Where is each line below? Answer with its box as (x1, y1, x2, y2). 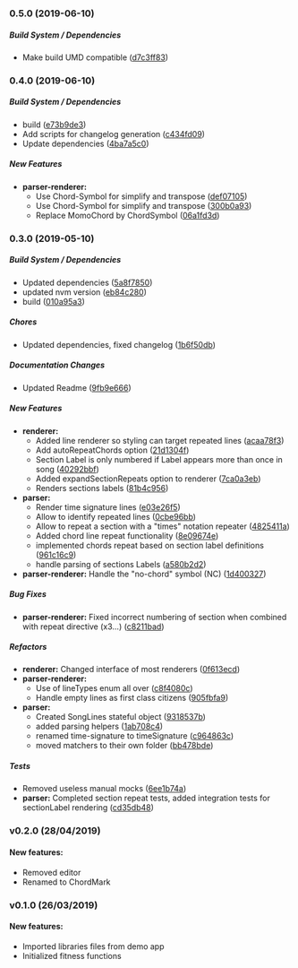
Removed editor (21, 867, 81, 877)
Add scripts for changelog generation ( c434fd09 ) (21, 128, 206, 139)
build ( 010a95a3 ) (21, 296, 85, 307)
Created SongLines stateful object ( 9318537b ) (35, 712, 206, 722)
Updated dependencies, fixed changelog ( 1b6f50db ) (21, 339, 217, 350)
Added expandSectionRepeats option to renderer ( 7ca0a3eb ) (35, 473, 261, 484)
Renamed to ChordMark (21, 877, 111, 887)
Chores (9, 316, 38, 327)
